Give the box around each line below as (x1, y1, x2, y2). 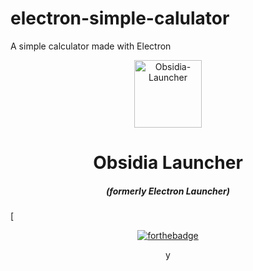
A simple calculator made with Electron (10, 40, 172, 52)
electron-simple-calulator (10, 7, 230, 30)
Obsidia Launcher (93, 152, 243, 174)
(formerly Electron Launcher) (105, 185, 231, 197)
